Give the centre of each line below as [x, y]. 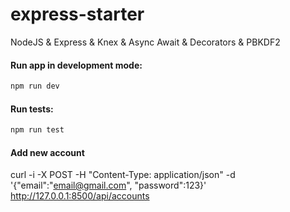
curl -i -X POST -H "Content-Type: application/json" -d [123, 175]
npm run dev [35, 86]
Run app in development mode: [76, 65]
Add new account [47, 152]
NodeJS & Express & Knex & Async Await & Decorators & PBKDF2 [145, 42]
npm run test [37, 130]
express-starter [77, 14]
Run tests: [32, 109]
